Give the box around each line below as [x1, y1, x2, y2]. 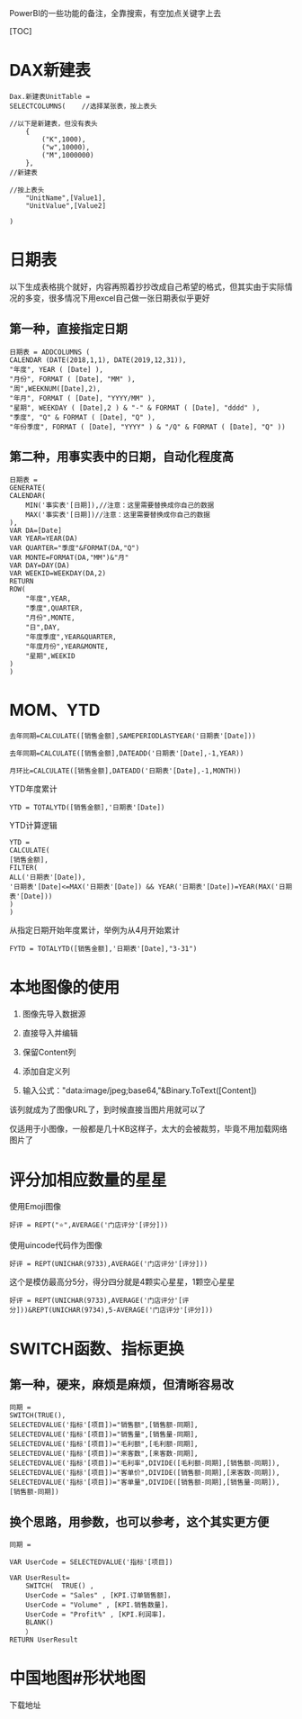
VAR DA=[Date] [9, 526, 63, 535]
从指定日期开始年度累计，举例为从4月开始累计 [9, 925, 181, 936]
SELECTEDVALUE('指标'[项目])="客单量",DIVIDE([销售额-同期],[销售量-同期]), [9, 1478, 280, 1488]
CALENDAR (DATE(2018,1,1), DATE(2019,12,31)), [9, 355, 187, 365]
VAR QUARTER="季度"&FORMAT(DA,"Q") [9, 543, 140, 552]
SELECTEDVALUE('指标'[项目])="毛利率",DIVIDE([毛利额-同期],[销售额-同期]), [9, 1459, 280, 1468]
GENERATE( [9, 483, 47, 493]
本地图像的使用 [9, 977, 120, 998]
